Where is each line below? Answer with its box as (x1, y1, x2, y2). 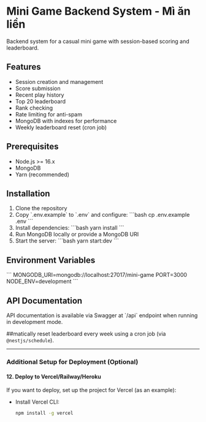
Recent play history (15, 91, 64, 99)
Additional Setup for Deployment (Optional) (6, 357, 139, 366)
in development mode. (6, 318, 63, 325)
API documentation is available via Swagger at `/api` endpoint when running (6, 312, 198, 319)
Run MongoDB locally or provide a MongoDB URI (15, 231, 139, 238)
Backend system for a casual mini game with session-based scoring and (6, 37, 190, 45)
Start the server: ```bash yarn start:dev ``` (15, 237, 120, 244)
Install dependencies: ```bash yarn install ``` (15, 224, 124, 232)
